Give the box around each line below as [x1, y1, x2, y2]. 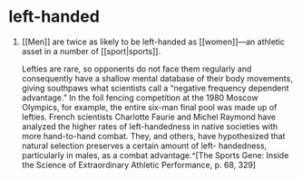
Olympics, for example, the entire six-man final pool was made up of [21, 101, 278, 112]
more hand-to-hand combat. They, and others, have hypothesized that [21, 130, 286, 141]
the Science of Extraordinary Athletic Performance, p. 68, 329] [21, 159, 256, 170]
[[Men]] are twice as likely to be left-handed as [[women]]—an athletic [21, 36, 286, 47]
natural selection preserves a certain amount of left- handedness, [21, 140, 268, 151]
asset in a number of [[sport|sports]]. [21, 45, 161, 56]
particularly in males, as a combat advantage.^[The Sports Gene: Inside [21, 149, 289, 160]
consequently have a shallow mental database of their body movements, [21, 72, 294, 83]
